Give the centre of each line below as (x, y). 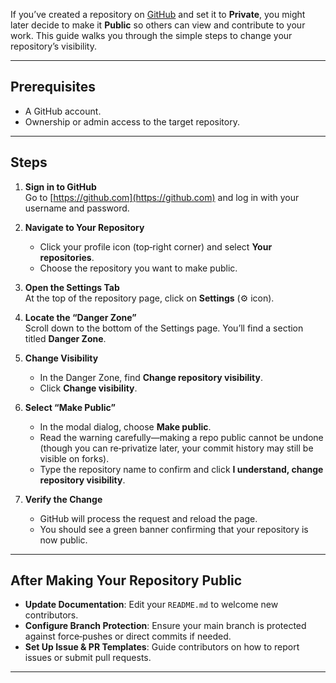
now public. (63, 540)
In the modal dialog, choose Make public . (125, 426)
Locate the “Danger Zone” (80, 317)
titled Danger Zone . (65, 338)
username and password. (77, 208)
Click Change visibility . (88, 388)
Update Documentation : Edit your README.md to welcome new (151, 605)
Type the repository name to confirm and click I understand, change (181, 469)
